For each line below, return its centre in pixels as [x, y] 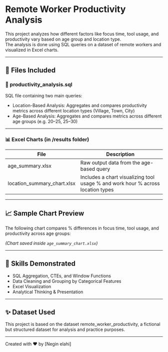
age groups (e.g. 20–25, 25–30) [45, 121]
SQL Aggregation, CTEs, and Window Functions [62, 276]
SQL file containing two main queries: [44, 95]
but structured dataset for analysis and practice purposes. [65, 329]
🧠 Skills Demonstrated [40, 264]
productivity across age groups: [38, 233]
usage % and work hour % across [120, 183]
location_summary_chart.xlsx [42, 183]
